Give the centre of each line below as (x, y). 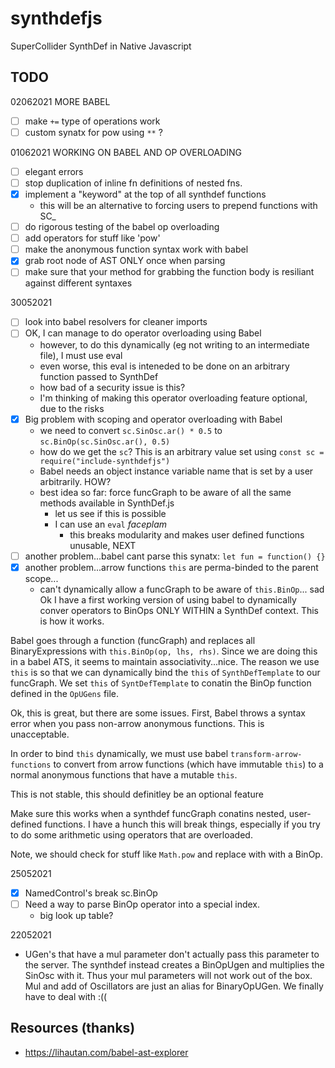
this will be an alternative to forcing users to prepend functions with (178, 206)
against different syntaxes (78, 283)
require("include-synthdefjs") (105, 461)
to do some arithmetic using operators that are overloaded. (131, 834)
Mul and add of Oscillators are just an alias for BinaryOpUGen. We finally (174, 986)
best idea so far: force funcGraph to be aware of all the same (165, 492)
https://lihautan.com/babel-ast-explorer (106, 1052)
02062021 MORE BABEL (60, 101)
